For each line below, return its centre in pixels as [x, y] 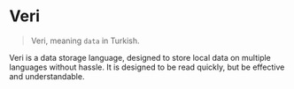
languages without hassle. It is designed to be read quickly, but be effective [147, 67]
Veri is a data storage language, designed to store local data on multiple [140, 57]
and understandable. [47, 76]
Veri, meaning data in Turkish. [85, 41]
